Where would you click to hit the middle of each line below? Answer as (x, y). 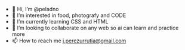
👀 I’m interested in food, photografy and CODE (69, 15)
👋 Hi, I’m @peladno (35, 9)
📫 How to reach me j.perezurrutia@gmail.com (69, 41)
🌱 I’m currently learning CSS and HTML (60, 21)
